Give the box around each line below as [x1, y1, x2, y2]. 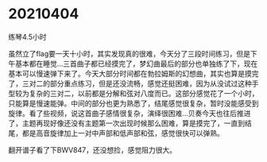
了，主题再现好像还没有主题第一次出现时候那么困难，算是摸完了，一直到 [8, 118, 245, 128]
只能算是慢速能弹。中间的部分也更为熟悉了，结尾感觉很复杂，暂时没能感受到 [8, 98, 259, 108]
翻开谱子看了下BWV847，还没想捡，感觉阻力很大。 [8, 145, 177, 155]
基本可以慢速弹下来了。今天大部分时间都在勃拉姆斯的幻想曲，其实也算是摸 [8, 68, 252, 78]
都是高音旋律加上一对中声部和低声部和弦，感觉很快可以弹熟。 [21, 128, 224, 137]
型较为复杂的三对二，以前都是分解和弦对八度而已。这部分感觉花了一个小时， [8, 88, 259, 98]
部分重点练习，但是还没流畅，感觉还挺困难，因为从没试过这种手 [49, 79, 259, 88]
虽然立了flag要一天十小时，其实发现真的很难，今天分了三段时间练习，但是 [8, 48, 251, 58]
